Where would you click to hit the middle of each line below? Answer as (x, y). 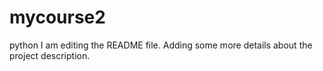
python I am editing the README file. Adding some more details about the (161, 45)
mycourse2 (57, 17)
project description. (50, 55)
